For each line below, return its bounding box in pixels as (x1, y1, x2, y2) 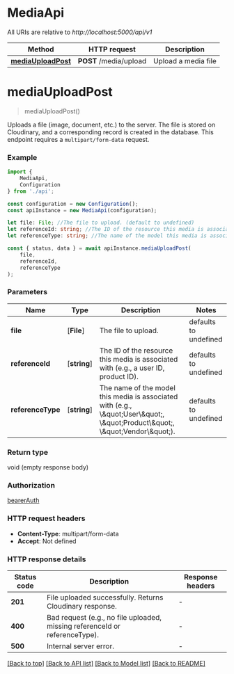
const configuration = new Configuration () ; (7, 200, 139, 207)
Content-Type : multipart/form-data (17, 529, 120, 538)
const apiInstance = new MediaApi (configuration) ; (7, 207, 157, 214)
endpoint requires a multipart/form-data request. (7, 135, 150, 143)
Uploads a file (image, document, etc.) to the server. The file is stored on (7, 120, 216, 129)
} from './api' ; (7, 188, 54, 195)
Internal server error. (46, 641, 115, 651)
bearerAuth (7, 496, 40, 505)
